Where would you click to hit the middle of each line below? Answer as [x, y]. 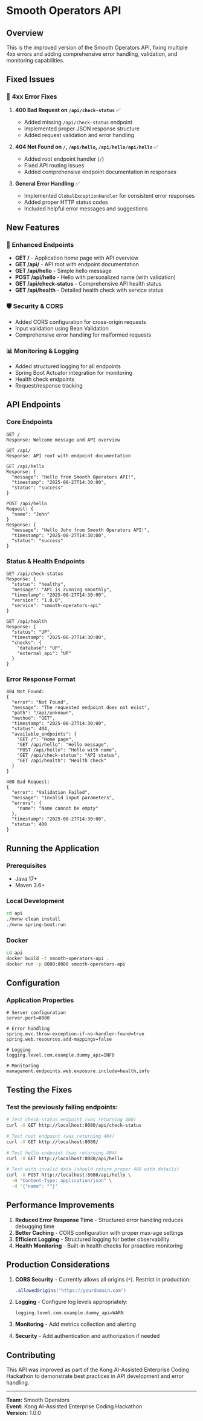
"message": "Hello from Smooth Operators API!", [74, 477]
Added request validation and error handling [79, 135]
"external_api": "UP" [44, 653]
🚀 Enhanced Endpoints [40, 245]
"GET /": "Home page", [46, 740]
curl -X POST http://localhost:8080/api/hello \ [69, 1175]
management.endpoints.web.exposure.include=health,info [78, 1071]
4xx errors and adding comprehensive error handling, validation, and [92, 54]
